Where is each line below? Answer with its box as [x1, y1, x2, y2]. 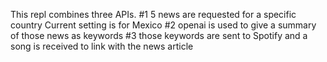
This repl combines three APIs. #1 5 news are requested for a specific [10, 9, 297, 20]
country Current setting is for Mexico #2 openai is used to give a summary [10, 19, 317, 31]
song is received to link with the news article [10, 40, 194, 52]
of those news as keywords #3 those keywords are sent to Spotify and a [10, 30, 308, 41]
